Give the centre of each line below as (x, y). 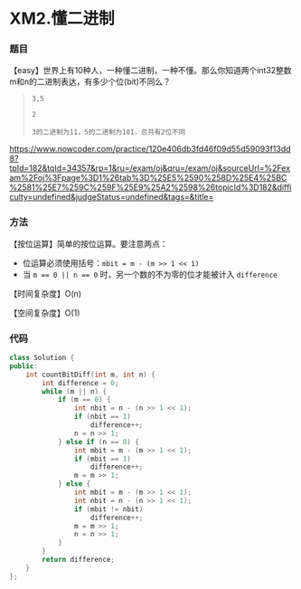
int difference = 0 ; (80, 383)
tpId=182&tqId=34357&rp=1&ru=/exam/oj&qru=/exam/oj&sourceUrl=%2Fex (150, 168)
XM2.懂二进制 (62, 19)
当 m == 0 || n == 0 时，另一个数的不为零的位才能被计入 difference (150, 274)
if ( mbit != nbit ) (108, 509)
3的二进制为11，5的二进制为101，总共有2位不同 (108, 132)
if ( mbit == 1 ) (102, 459)
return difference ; (79, 560)
